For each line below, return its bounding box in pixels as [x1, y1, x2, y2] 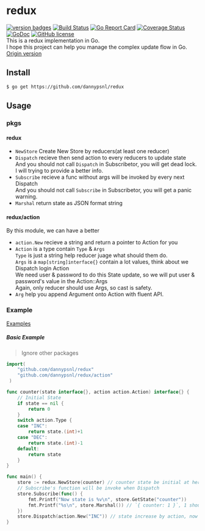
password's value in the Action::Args [15, 278, 108, 285]
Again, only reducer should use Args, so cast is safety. [15, 284, 153, 292]
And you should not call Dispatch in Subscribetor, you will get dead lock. [15, 161, 197, 168]
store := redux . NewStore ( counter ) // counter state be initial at [17, 480, 190, 486]
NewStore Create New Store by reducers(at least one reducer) [15, 148, 170, 155]
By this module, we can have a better [6, 227, 99, 234]
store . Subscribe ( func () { [17, 491, 84, 497]
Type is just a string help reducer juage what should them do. [15, 251, 168, 259]
